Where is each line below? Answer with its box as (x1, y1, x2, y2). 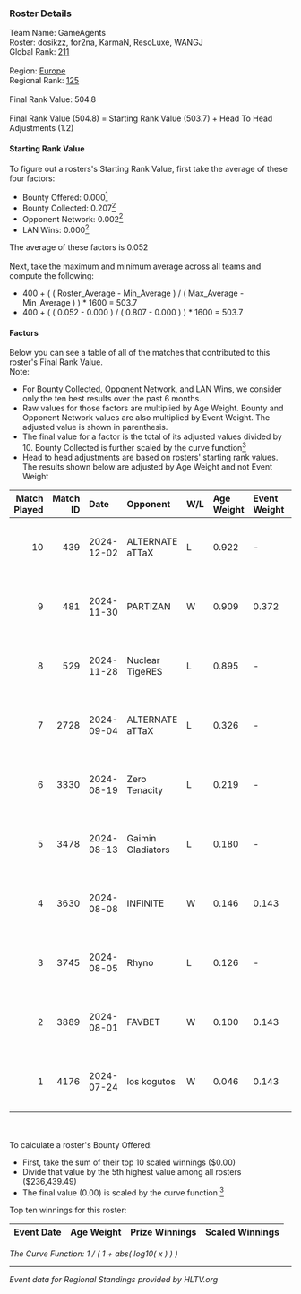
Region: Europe (9, 65, 66, 76)
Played (13, 503, 44, 515)
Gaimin (126, 832, 157, 844)
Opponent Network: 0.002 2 (21, 211, 124, 224)
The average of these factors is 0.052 (9, 242, 149, 253)
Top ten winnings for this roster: (9, 1204, 127, 1215)
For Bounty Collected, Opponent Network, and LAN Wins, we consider (21, 384, 282, 394)
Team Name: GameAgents (9, 28, 106, 39)
